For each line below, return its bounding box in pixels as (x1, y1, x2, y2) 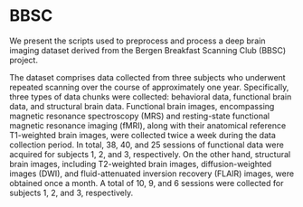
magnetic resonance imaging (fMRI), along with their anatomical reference (9, 119, 287, 131)
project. (9, 54, 39, 65)
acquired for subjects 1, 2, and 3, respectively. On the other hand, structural (9, 148, 291, 159)
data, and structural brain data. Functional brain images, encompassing (9, 100, 275, 111)
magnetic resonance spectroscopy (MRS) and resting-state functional (9, 110, 270, 121)
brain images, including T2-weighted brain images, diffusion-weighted (9, 158, 272, 169)
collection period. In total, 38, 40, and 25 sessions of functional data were (9, 139, 285, 150)
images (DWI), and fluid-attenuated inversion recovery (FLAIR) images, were (9, 168, 295, 179)
